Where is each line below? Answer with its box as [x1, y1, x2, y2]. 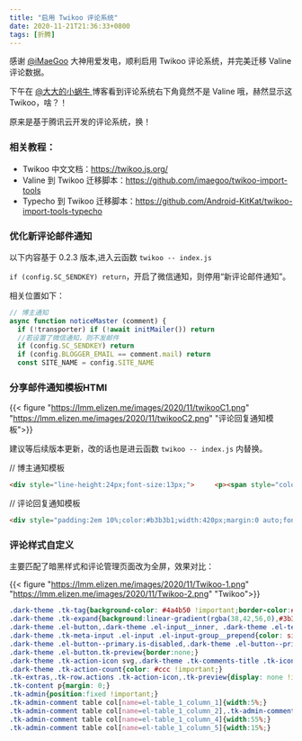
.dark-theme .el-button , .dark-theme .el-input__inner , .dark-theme [9, 623, 268, 632]
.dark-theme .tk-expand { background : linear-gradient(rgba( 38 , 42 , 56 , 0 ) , [9, 614, 280, 624]
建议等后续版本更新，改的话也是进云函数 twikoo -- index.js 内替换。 [9, 443, 268, 455]
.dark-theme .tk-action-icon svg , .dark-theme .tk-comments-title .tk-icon [9, 656, 296, 665]
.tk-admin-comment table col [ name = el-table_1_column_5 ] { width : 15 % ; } [9, 723, 271, 732]
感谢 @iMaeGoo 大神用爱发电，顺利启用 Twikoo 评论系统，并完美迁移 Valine [9, 56, 292, 67]
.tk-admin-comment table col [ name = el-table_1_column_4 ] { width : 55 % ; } [9, 715, 271, 724]
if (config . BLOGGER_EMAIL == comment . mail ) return [17, 350, 211, 359]
